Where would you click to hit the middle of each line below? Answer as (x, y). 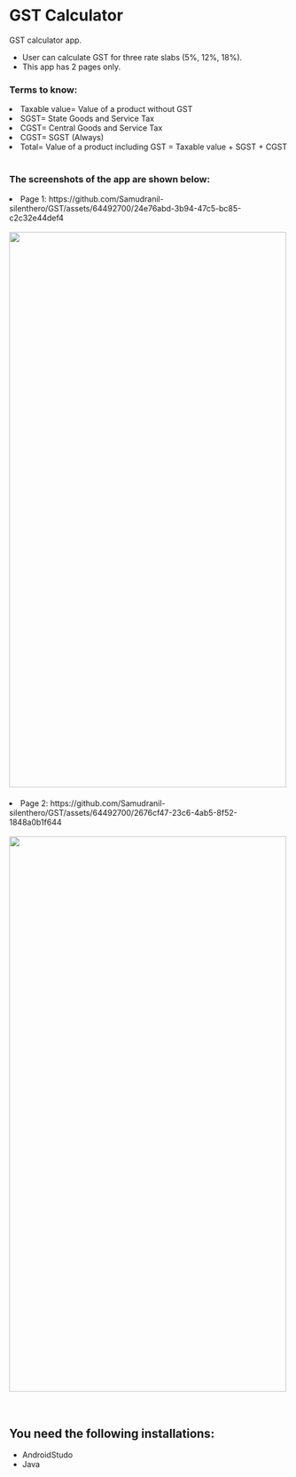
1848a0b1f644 (35, 822)
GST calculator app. (46, 40)
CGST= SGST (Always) (62, 138)
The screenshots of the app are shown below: (110, 180)
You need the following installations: (112, 1433)
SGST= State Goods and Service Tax (88, 119)
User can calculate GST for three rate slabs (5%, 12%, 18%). (132, 57)
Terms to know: (43, 90)
